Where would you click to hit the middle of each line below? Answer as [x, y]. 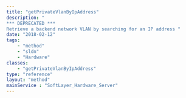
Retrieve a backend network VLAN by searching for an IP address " [94, 29]
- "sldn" [28, 52]
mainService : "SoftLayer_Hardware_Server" [62, 86]
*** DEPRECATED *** [31, 23]
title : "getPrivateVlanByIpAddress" [53, 12]
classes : [17, 63]
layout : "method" [28, 80]
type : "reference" [29, 74]
